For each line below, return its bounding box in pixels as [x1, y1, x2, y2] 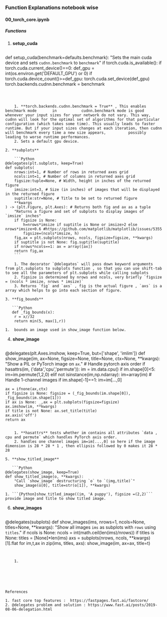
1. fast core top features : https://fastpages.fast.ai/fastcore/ [5, 598, 149, 603]
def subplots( [5, 165, 35, 170]
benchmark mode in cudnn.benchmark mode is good [5, 108, 144, 114]
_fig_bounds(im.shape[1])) [5, 395, 61, 401]
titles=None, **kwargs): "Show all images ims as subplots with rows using [5, 524, 156, 530]
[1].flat [5, 540, 18, 546]
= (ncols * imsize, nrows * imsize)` [5, 279, 84, 284]
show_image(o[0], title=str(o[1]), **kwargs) [14, 483, 111, 488]
